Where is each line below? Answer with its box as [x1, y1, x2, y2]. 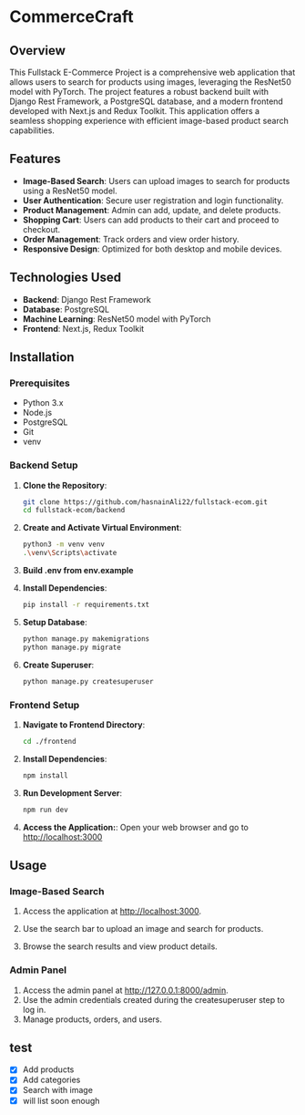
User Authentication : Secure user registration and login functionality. [22, 194, 284, 206]
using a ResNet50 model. [22, 185, 117, 196]
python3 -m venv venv [22, 540, 106, 549]
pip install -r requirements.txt [22, 600, 150, 610]
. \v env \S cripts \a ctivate [22, 549, 117, 558]
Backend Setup [9, 459, 79, 471]
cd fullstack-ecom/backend [22, 506, 126, 515]
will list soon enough [22, 1095, 100, 1106]
